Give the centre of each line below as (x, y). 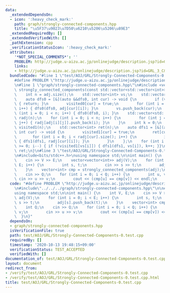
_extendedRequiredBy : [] (36, 33)
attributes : (23, 52)
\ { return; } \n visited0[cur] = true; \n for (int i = (89, 104)
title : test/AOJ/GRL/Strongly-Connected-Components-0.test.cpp (73, 282)
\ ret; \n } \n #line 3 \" (38, 151)
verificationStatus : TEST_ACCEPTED (47, 250)
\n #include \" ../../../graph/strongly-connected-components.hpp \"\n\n (89, 188)
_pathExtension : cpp (31, 43)
